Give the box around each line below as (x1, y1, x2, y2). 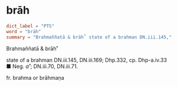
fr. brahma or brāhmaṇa (6, 74, 64, 81)
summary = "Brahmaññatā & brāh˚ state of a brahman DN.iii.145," (6, 34, 172, 40)
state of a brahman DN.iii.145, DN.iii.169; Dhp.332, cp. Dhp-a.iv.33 (6, 56, 167, 63)
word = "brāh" (6, 28, 42, 34)
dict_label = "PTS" (6, 23, 55, 29)
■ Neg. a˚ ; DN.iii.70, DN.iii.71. (6, 63, 79, 70)
